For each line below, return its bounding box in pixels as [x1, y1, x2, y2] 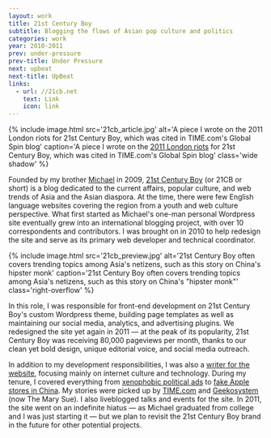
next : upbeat [8, 65, 53, 73]
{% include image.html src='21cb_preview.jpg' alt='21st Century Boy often [8, 251, 256, 260]
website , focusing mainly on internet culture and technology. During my [8, 368, 247, 378]
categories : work [8, 34, 67, 43]
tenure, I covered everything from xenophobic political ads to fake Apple [8, 377, 250, 387]
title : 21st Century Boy [8, 19, 92, 28]
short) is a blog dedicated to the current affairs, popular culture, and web [8, 183, 252, 193]
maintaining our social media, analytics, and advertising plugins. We [8, 318, 235, 328]
